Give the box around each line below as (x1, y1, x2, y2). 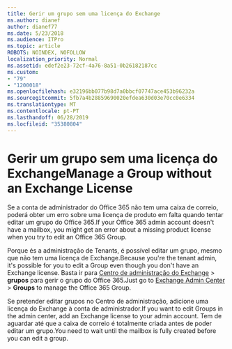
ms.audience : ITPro (7, 36, 64, 43)
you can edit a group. (7, 334, 68, 343)
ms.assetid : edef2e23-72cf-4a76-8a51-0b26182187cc (7, 62, 157, 69)
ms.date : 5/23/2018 (7, 29, 64, 37)
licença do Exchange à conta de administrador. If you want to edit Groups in (7, 304, 224, 313)
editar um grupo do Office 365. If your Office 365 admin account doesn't (7, 218, 215, 227)
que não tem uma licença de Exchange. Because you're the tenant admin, (7, 254, 217, 262)
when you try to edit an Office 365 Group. (7, 233, 127, 242)
